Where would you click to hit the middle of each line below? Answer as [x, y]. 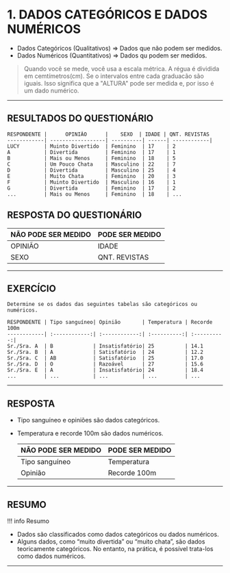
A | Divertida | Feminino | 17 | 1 [91, 152]
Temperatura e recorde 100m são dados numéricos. [90, 433]
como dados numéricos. [51, 556]
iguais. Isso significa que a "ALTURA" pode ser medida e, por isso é [119, 83]
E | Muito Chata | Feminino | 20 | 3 [91, 176]
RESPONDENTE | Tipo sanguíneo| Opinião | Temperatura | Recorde [110, 322]
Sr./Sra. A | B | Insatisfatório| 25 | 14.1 [105, 346]
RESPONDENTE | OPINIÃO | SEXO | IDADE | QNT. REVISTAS [108, 134]
